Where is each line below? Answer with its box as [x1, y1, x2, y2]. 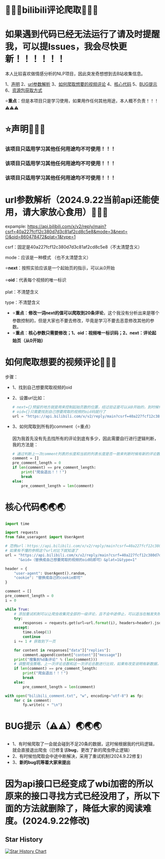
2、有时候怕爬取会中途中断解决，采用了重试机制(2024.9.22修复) [12, 753, 142, 759]
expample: [5, 224, 27, 230]
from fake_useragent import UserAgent [5, 535, 84, 540]
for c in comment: [14, 698, 52, 703]
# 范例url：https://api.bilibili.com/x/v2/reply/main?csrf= [5, 544, 129, 549]
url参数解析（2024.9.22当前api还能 [5, 195, 151, 206]
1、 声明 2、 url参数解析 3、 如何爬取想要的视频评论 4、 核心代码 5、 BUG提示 [5, 81, 158, 87]
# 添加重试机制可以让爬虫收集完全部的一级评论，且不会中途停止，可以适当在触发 [14, 611, 154, 616]
